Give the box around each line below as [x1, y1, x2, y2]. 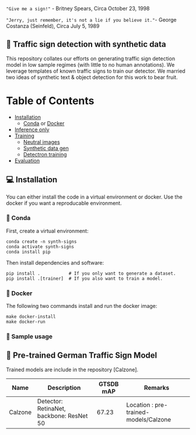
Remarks [143, 383, 170, 392]
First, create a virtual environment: [6, 227, 89, 234]
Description [47, 383, 81, 392]
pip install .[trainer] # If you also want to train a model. [6, 275, 163, 282]
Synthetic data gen [23, 145, 69, 152]
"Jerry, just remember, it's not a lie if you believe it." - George [6, 16, 177, 23]
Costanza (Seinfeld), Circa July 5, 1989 [6, 23, 100, 29]
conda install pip [6, 249, 51, 255]
